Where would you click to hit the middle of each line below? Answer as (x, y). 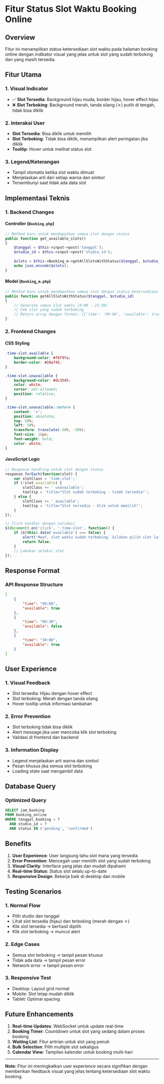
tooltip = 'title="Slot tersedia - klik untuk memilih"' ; (83, 506)
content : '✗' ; (28, 412)
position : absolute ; (35, 416)
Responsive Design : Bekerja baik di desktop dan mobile (69, 876)
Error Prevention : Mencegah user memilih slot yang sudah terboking (81, 860)
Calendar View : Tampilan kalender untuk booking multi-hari (72, 1052)
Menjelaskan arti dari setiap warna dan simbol (58, 178)
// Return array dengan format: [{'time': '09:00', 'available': (82, 314)
